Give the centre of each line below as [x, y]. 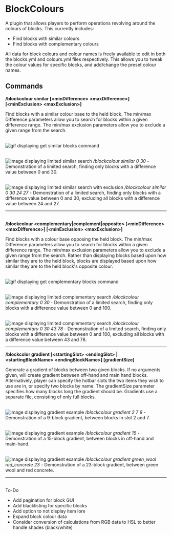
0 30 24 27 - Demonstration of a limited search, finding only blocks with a [83, 192]
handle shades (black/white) [43, 527]
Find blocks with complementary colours [56, 44]
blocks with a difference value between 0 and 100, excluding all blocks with [85, 334]
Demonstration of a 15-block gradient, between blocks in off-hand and [80, 438]
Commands [24, 86]
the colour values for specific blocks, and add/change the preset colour [81, 65]
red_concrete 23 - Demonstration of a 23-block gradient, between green [82, 464]
